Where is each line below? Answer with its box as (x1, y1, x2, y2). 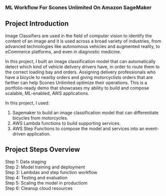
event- (145, 125, 159, 131)
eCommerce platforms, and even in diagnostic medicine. (5, 48, 121, 54)
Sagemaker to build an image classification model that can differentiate (12, 109, 159, 115)
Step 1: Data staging (5, 158, 46, 164)
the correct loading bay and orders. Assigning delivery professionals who (5, 69, 156, 75)
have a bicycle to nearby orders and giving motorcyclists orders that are (5, 74, 153, 80)
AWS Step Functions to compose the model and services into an (12, 125, 145, 131)
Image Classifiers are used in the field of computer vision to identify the (5, 32, 152, 38)
